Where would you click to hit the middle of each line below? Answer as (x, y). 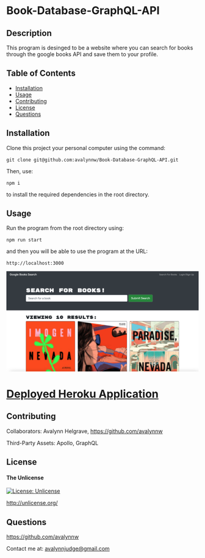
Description (29, 33)
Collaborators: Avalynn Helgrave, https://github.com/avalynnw (85, 431)
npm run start (24, 240)
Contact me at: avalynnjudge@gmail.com (58, 549)
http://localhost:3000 (35, 263)
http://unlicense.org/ (32, 503)
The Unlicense (25, 478)
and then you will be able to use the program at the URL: (77, 251)
